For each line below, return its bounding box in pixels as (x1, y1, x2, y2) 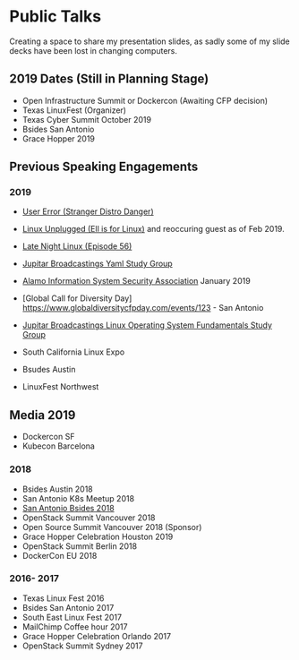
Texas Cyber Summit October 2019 (21, 114, 152, 124)
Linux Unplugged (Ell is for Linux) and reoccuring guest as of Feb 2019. (21, 224, 285, 235)
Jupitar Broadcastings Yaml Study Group (21, 258, 173, 270)
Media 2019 (9, 407, 76, 423)
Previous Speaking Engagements (9, 159, 199, 175)
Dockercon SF (21, 432, 75, 442)
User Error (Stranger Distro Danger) (21, 206, 154, 217)
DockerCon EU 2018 (21, 550, 98, 561)
